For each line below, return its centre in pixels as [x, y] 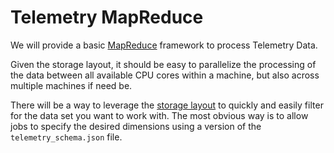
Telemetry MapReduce [107, 17]
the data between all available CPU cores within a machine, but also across [165, 75]
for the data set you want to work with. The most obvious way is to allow [159, 115]
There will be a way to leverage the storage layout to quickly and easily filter [167, 105]
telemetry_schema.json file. [66, 137]
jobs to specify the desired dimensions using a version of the [136, 126]
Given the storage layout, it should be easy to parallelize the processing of [163, 64]
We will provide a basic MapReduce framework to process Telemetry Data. [164, 45]
